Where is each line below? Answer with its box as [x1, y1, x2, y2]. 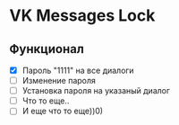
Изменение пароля [21, 76, 97, 86]
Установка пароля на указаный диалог [21, 85, 170, 96]
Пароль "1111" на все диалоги [21, 65, 134, 76]
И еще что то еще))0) [21, 105, 104, 117]
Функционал [9, 41, 85, 57]
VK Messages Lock [9, 5, 156, 26]
